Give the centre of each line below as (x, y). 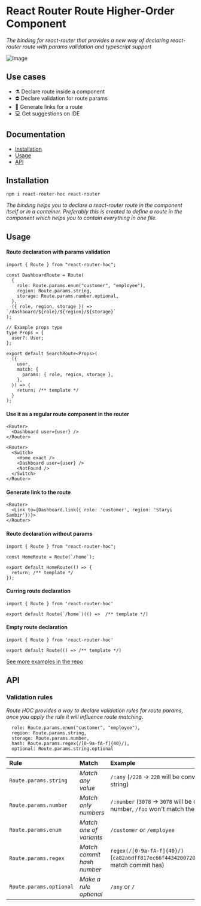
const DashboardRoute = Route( (45, 275)
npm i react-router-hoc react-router (53, 194)
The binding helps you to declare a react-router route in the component (94, 205)
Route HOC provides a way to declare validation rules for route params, (95, 710)
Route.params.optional (41, 887)
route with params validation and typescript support (87, 47)
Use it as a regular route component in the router (68, 414)
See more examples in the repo (45, 661)
